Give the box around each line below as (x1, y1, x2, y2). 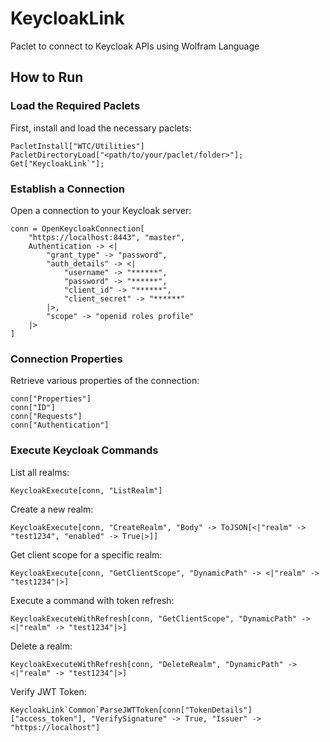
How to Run (10, 69, 84, 86)
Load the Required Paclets (10, 99, 141, 113)
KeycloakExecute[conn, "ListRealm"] (10, 485, 163, 496)
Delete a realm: (10, 640, 73, 652)
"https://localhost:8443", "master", (28, 232, 186, 242)
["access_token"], (10, 713, 87, 724)
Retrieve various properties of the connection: (10, 375, 200, 387)
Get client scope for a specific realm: (10, 548, 163, 561)
